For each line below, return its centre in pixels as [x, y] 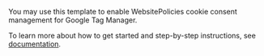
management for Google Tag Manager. [73, 20]
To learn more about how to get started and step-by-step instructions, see [132, 36]
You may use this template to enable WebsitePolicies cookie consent [123, 12]
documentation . [35, 44]
